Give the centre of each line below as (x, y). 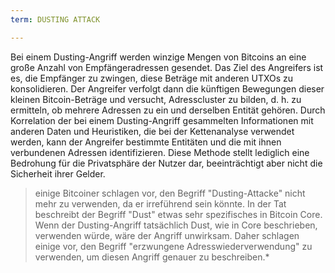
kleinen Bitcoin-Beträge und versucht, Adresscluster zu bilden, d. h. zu (156, 99)
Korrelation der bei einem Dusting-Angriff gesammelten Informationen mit (162, 120)
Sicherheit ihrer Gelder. (58, 173)
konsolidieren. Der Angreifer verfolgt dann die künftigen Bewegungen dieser (167, 88)
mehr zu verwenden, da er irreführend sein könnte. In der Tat (160, 203)
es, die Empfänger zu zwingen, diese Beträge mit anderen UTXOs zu (152, 78)
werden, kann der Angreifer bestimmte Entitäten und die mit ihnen (146, 142)
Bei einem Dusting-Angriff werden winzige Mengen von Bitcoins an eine (158, 57)
